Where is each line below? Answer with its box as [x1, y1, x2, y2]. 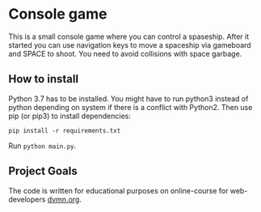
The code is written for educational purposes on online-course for [8, 185, 229, 195]
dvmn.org [47, 194, 80, 204]
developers [8, 194, 46, 204]
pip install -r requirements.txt [8, 126, 121, 134]
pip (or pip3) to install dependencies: [8, 111, 132, 121]
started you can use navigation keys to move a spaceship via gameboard [8, 40, 252, 49]
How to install [8, 72, 79, 86]
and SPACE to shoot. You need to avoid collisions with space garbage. [8, 49, 242, 58]
